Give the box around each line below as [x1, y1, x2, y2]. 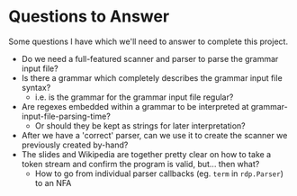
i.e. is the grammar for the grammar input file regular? [34, 92, 234, 102]
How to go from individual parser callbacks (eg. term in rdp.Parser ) [34, 168, 284, 179]
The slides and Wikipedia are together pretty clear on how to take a [21, 148, 272, 159]
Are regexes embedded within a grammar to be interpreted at [21, 101, 249, 111]
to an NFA [34, 177, 72, 188]
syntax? [21, 82, 51, 93]
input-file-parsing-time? [21, 111, 112, 121]
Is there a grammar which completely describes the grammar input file [21, 72, 283, 83]
